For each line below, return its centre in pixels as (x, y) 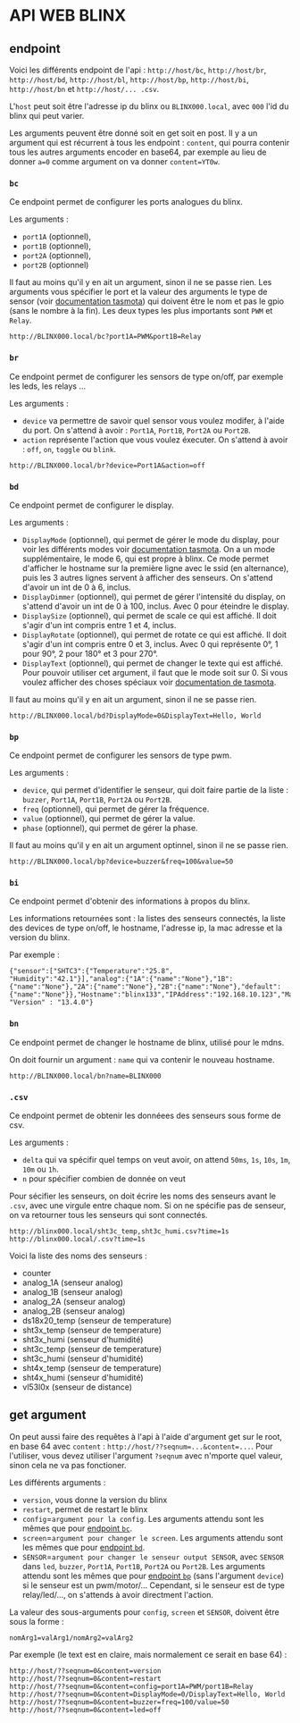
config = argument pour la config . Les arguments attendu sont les (143, 1518)
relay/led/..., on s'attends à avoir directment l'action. (118, 1594)
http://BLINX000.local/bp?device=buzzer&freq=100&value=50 (121, 862)
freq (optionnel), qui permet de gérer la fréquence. (116, 809)
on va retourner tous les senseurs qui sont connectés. (108, 1215)
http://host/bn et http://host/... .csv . (84, 89)
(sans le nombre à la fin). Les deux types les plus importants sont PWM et (141, 311)
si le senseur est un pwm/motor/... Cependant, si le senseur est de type (154, 1585)
